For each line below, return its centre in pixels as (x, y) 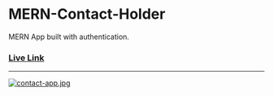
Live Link (26, 58)
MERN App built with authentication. (69, 37)
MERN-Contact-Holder (87, 14)
